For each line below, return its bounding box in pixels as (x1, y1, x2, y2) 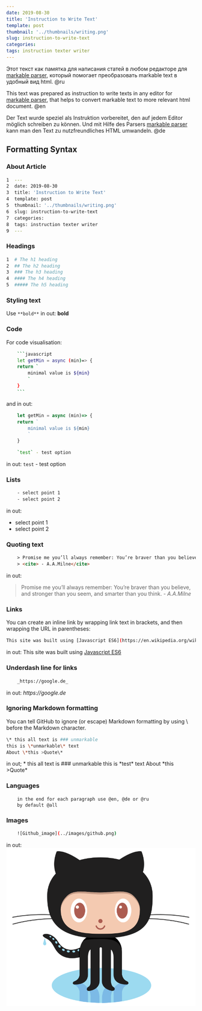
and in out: (6, 400, 33, 407)
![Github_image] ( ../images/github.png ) (17, 831, 117, 837)
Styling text (6, 296, 41, 304)
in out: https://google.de (6, 689, 66, 696)
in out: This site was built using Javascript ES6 (6, 649, 121, 656)
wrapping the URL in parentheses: (6, 625, 91, 632)
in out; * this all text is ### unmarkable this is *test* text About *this (6, 760, 174, 767)
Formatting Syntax (6, 145, 78, 155)
